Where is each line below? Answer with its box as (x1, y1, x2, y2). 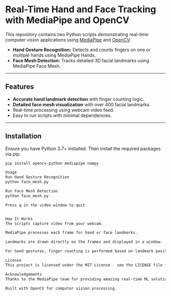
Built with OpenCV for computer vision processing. (5, 286, 117, 291)
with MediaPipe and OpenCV (5, 14, 130, 26)
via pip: (5, 151, 21, 157)
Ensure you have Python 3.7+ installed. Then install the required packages (5, 145, 161, 152)
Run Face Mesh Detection (5, 189, 58, 194)
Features (5, 83, 34, 91)
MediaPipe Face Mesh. (12, 63, 61, 69)
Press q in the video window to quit (5, 203, 85, 208)
